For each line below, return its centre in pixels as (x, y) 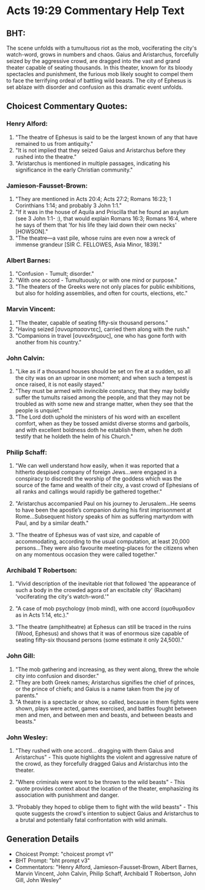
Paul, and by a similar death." (52, 523)
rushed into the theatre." (46, 156)
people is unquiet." (39, 410)
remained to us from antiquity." (54, 143)
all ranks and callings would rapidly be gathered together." (88, 492)
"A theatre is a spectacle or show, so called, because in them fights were (107, 702)
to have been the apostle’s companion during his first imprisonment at (103, 510)
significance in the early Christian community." (74, 170)
